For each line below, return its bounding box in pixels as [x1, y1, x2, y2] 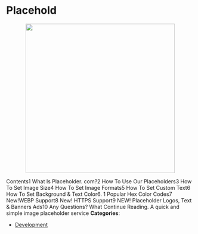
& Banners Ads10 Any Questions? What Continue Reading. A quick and [6, 203, 180, 210]
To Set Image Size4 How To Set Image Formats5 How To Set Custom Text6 [6, 184, 191, 191]
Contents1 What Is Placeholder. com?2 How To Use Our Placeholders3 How [6, 177, 192, 185]
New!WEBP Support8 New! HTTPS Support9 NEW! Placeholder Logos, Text [6, 196, 192, 204]
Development [14, 221, 48, 228]
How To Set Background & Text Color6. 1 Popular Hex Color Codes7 [6, 190, 172, 198]
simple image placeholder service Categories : [6, 210, 120, 217]
